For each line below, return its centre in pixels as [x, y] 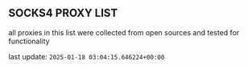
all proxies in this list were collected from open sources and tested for [124, 32]
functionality [29, 41]
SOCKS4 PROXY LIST [63, 13]
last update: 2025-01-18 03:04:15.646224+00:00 [87, 56]
